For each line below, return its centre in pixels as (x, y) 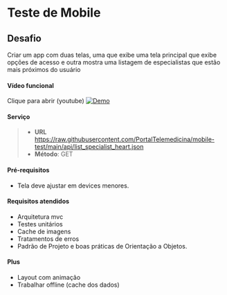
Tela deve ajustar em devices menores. (73, 186)
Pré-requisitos (28, 170)
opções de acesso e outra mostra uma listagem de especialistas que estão (114, 62)
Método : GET (54, 154)
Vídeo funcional (30, 85)
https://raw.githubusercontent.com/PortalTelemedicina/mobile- (124, 139)
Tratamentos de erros (48, 239)
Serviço (19, 116)
